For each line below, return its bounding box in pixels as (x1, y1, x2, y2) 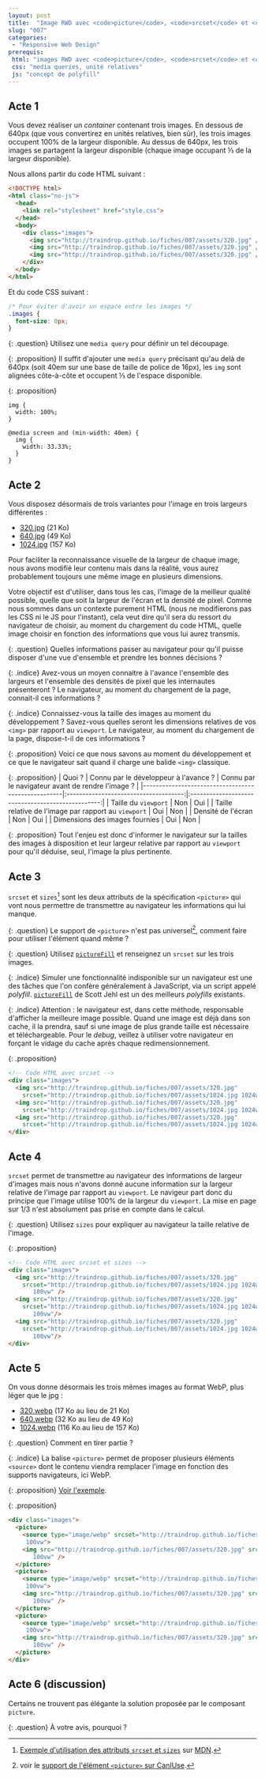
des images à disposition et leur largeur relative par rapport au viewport (8, 838, 241, 848)
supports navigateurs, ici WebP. (8, 1471, 112, 1480)
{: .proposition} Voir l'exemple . (8, 1486, 107, 1495)
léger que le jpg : (8, 1391, 63, 1400)
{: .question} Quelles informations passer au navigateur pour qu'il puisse (8, 645, 244, 654)
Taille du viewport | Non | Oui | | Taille (110, 798, 233, 808)
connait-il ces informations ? (8, 693, 101, 703)
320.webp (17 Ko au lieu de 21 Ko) (19, 1406, 130, 1415)
